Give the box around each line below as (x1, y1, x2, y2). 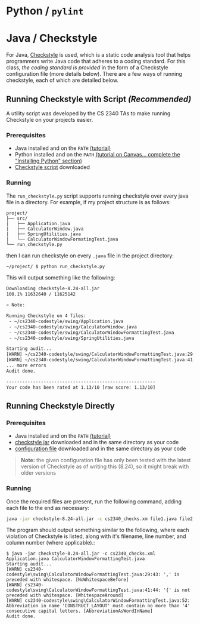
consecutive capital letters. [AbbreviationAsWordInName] (6, 608, 153, 614)
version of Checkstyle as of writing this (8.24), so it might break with (20, 463, 189, 470)
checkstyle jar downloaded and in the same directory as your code (14, 439, 179, 446)
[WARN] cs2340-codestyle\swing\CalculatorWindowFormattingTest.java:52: (6, 598, 190, 604)
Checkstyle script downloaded (14, 164, 90, 171)
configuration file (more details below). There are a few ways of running (6, 70, 183, 78)
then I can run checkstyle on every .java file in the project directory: (6, 252, 174, 259)
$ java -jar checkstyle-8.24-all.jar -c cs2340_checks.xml (6, 551, 156, 557)
